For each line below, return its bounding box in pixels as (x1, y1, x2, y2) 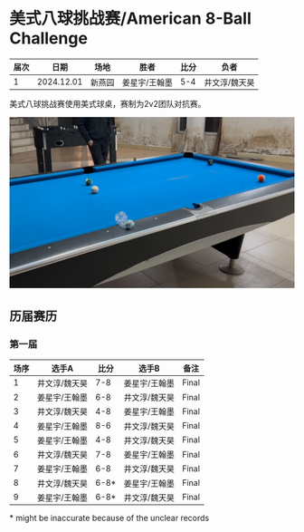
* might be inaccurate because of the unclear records (9, 513, 210, 524)
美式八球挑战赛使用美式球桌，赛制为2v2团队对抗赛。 (9, 99, 206, 110)
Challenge (9, 28, 89, 49)
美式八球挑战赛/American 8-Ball (9, 8, 252, 29)
